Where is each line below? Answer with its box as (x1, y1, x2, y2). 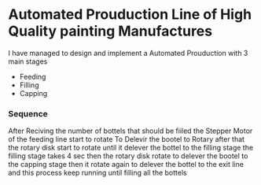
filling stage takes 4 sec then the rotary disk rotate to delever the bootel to (8, 151, 248, 161)
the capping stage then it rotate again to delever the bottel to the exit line (8, 160, 244, 169)
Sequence (8, 108, 49, 119)
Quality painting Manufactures (8, 22, 213, 40)
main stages (8, 57, 48, 66)
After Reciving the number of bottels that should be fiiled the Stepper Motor (8, 126, 253, 135)
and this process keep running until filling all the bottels (8, 168, 187, 178)
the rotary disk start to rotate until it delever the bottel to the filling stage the (8, 143, 254, 153)
